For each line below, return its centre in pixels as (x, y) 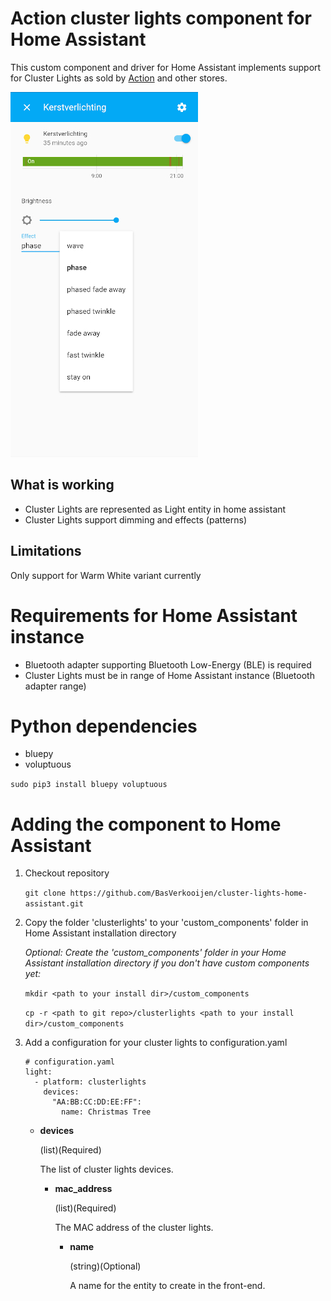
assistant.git (54, 904)
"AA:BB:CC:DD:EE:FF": (96, 1102)
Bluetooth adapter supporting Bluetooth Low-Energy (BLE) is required (168, 664)
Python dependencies (104, 726)
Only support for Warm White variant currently (106, 575)
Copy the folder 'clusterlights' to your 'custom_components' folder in (166, 923)
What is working (62, 485)
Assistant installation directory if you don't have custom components (167, 963)
